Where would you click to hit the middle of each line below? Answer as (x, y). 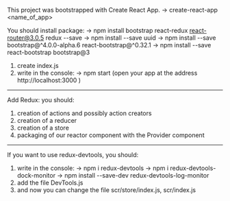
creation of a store (43, 128)
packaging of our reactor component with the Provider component (111, 135)
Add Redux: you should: (41, 100)
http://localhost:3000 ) (49, 80)
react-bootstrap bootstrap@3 (49, 52)
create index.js (38, 66)
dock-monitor (36, 175)
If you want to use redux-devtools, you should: (73, 155)
